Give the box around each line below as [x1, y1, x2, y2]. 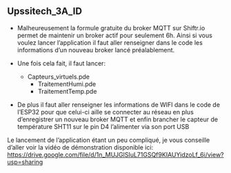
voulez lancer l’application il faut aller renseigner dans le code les [17, 38, 203, 47]
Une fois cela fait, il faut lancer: [17, 59, 106, 68]
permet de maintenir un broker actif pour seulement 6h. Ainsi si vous [17, 31, 212, 39]
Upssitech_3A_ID [7, 6, 83, 17]
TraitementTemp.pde [37, 87, 97, 95]
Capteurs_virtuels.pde [27, 72, 90, 81]
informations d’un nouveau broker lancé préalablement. [17, 45, 175, 54]
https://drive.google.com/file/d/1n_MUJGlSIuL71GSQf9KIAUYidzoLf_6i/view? [7, 150, 224, 159]
